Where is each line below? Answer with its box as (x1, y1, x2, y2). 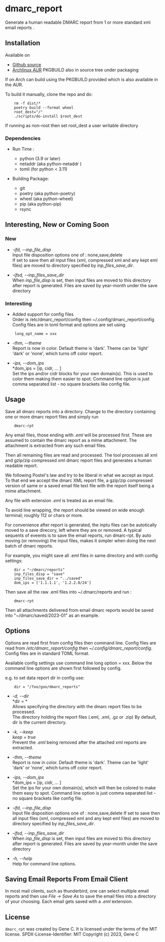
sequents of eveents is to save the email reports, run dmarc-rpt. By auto (5, 532, 152, 538)
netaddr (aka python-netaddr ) (19, 161, 82, 167)
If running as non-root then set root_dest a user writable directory (5, 122, 138, 128)
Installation (5, 39, 40, 47)
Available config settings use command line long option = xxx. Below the (5, 660, 153, 666)
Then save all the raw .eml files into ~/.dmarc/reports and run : (5, 589, 132, 595)
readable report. (5, 463, 38, 469)
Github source (12, 61, 41, 67)
